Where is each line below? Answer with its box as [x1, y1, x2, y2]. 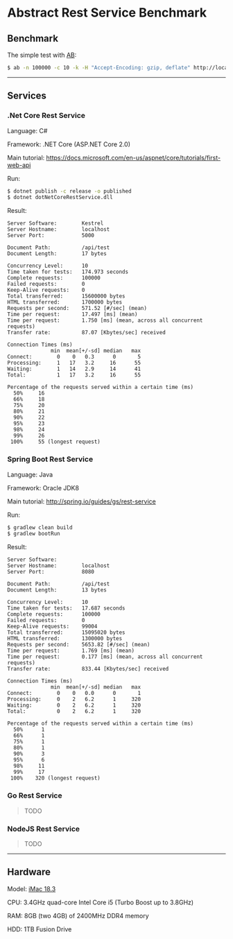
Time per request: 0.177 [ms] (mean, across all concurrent [7, 653, 203, 660]
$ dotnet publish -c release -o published [7, 187, 132, 195]
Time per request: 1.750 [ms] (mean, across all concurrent [7, 317, 203, 324]
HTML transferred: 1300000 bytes [7, 635, 123, 642]
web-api [7, 161, 31, 169]
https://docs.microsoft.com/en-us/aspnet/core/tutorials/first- [46, 153, 221, 162]
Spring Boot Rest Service [7, 454, 94, 464]
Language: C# [7, 126, 48, 135]
